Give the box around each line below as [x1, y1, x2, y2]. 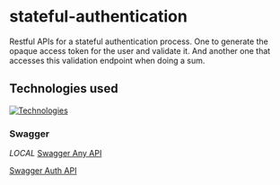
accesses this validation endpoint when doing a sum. [9, 55, 206, 66]
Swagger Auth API [9, 165, 77, 176]
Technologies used [9, 81, 118, 96]
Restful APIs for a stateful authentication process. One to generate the [9, 36, 269, 47]
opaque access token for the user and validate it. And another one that [9, 45, 271, 56]
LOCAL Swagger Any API [9, 148, 102, 159]
